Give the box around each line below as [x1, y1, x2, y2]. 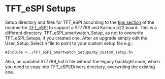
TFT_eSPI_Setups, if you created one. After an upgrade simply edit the [5, 35, 148, 41]
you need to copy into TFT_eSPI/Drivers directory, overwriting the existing [5, 64, 155, 70]
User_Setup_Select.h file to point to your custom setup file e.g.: [5, 40, 133, 46]
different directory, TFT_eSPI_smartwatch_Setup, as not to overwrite [5, 30, 144, 36]
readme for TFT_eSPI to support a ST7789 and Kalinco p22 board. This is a [5, 24, 157, 30]
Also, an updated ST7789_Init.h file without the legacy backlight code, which [5, 58, 160, 64]
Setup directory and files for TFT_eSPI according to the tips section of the [5, 19, 155, 25]
